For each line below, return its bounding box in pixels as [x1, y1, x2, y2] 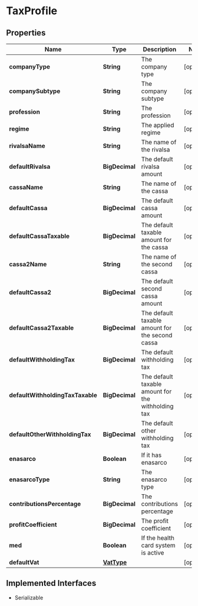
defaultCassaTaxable [9, 232, 70, 240]
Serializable [14, 594, 44, 601]
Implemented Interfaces [6, 578, 97, 588]
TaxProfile [6, 4, 58, 18]
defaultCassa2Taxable [9, 324, 74, 332]
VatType [103, 558, 127, 566]
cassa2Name [9, 260, 47, 268]
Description [143, 46, 177, 53]
